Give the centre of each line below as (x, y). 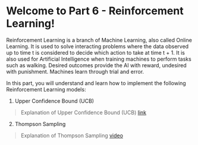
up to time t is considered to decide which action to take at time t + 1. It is (96, 52)
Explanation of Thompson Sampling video (72, 135)
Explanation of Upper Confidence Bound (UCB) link (84, 112)
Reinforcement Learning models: (46, 89)
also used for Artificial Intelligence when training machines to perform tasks (99, 59)
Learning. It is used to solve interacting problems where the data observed (98, 46)
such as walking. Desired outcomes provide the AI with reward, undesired (97, 65)
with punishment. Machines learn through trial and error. (75, 71)
